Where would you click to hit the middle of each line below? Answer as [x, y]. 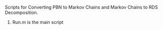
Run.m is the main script [38, 22]
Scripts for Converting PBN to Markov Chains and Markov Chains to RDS [81, 7]
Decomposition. [22, 12]
